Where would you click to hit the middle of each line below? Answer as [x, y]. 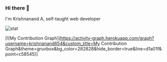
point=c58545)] [22, 54]
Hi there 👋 [18, 8]
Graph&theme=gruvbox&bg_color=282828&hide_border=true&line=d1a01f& [83, 49]
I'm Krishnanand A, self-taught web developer [53, 19]
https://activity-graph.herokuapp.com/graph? [107, 38]
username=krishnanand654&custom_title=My [53, 43]
